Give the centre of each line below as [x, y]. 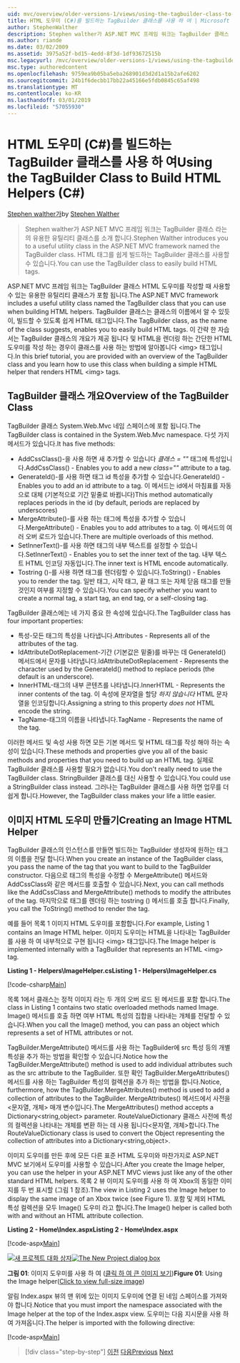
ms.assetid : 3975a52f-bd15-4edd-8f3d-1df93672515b [84, 54]
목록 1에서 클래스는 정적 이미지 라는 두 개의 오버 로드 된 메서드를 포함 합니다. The [119, 1000]
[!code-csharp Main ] [37, 985]
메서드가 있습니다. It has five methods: [61, 443]
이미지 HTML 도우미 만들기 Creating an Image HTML [120, 821]
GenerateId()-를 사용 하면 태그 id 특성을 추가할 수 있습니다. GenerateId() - [121, 476]
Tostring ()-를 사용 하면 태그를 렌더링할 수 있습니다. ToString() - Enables [119, 572]
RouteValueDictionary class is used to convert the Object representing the [116, 1133]
